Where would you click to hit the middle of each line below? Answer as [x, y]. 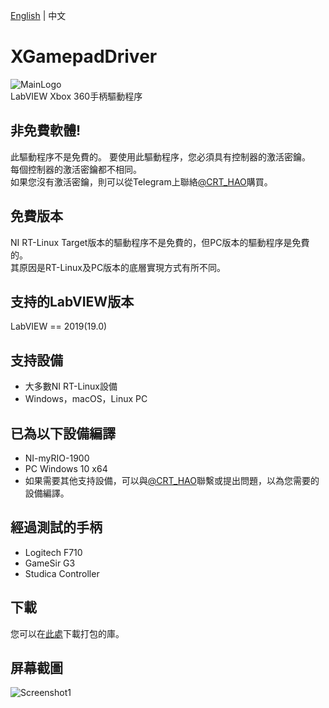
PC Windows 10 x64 [66, 468]
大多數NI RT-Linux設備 [71, 386]
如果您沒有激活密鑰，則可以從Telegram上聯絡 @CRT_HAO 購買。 [141, 181]
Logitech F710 [53, 552]
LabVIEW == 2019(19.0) [59, 326]
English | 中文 [38, 15]
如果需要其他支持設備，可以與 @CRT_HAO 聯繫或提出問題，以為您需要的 [172, 480]
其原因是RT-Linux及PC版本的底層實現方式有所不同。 [118, 267]
